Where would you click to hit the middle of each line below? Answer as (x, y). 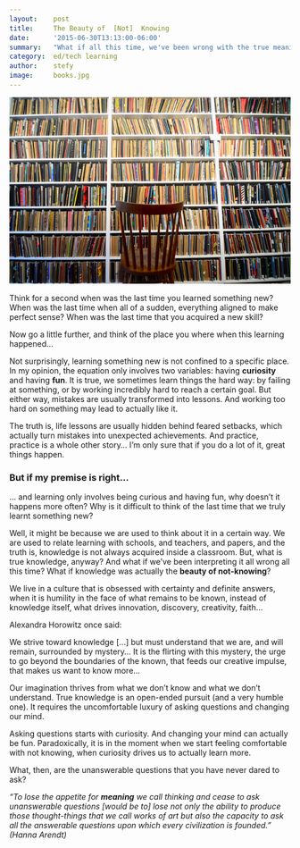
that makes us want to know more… (75, 671)
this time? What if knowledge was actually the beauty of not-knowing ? (140, 571)
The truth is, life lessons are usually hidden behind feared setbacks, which (146, 425)
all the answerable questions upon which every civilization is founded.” (141, 826)
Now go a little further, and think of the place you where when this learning (147, 334)
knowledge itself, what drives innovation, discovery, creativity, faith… (136, 608)
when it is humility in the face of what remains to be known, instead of (138, 598)
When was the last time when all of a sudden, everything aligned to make (144, 307)
